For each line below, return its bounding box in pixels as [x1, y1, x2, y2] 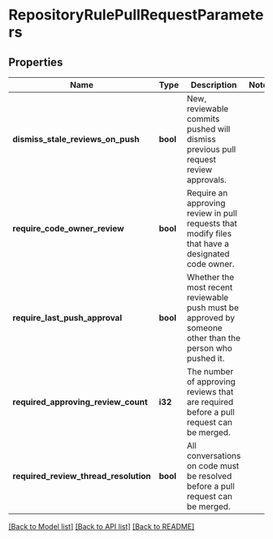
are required [186, 396, 234, 407]
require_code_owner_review [12, 223, 124, 234]
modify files [186, 228, 232, 239]
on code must [186, 460, 240, 472]
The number [186, 366, 234, 377]
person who [186, 343, 233, 354]
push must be [186, 302, 240, 313]
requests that [186, 218, 238, 229]
